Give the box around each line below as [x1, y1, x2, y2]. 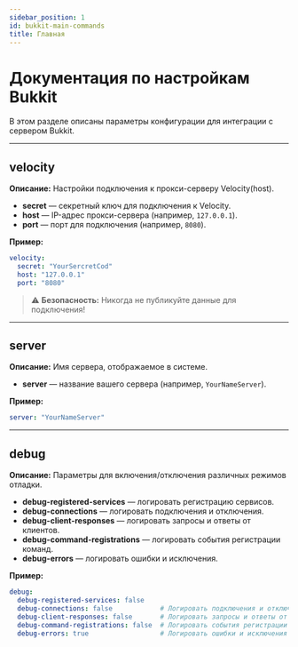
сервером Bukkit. [9, 125, 75, 136]
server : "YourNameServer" [9, 413, 105, 422]
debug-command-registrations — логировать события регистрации [21, 534, 281, 545]
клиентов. [21, 525, 60, 536]
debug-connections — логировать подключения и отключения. [21, 506, 264, 516]
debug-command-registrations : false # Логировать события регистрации [17, 620, 288, 629]
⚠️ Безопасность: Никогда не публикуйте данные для [30, 294, 237, 305]
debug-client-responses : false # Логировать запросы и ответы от [17, 612, 288, 621]
